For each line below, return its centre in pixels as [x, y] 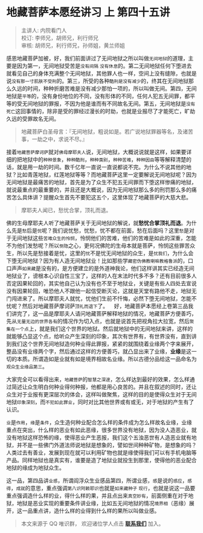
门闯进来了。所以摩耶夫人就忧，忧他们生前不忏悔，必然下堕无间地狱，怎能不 [101, 298]
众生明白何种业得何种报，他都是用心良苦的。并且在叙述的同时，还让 [112, 387]
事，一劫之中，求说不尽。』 [54, 139]
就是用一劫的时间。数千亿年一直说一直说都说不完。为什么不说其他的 [101, 167]
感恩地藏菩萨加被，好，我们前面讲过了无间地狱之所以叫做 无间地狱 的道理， [97, 58]
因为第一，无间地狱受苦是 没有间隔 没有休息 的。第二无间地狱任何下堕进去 [104, 66]
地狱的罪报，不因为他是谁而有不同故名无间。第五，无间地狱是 [109, 103]
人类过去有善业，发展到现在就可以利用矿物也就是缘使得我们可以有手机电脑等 [101, 452]
